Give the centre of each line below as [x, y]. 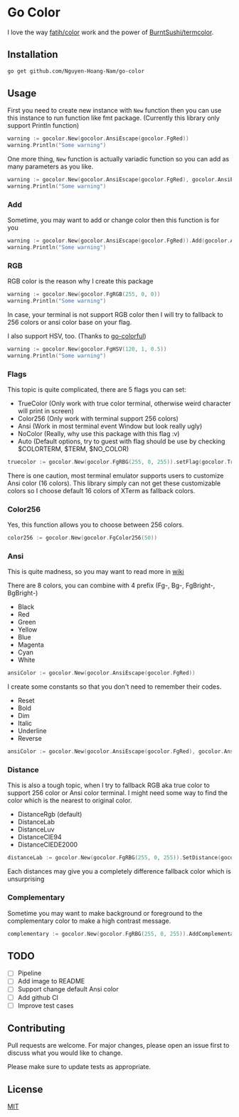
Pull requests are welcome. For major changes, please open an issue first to [118, 1046]
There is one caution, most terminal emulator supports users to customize [116, 475]
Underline [32, 731]
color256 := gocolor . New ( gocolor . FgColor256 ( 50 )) [83, 538]
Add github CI [38, 997]
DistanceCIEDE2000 [48, 845]
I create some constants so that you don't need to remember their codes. [115, 687]
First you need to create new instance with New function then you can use [115, 111]
